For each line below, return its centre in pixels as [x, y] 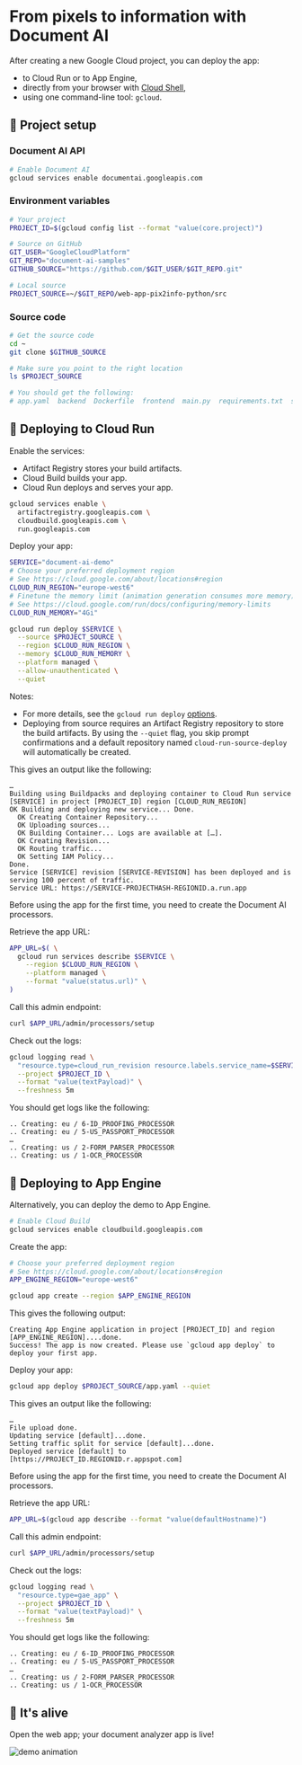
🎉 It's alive [39, 1712]
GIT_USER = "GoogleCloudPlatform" [70, 253]
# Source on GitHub [46, 244]
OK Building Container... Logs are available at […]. [120, 833]
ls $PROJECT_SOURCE [46, 377]
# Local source [38, 285]
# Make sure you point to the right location [96, 368]
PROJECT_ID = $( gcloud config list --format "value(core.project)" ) [136, 228]
